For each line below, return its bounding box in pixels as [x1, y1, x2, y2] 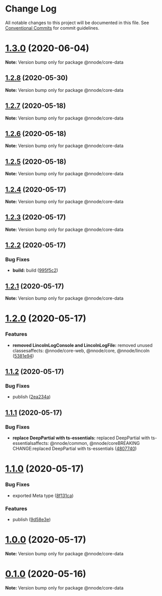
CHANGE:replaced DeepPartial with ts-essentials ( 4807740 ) [12, 445, 137, 452]
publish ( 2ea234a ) [12, 394, 51, 400]
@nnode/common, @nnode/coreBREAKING [50, 440, 140, 446]
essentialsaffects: [12, 440, 49, 446]
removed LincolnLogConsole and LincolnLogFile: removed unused [12, 342, 153, 348]
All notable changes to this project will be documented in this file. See [5, 20, 149, 26]
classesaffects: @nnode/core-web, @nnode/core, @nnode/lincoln [12, 347, 149, 353]
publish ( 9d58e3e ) [12, 516, 51, 522]
